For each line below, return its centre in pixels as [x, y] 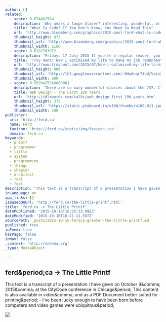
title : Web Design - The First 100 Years [57, 92]
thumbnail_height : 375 [37, 102]
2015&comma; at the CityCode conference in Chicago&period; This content [82, 289]
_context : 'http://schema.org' [37, 244]
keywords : [15, 138]
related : [14, 14]
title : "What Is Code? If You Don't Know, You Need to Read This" [84, 28]
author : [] [16, 10]
